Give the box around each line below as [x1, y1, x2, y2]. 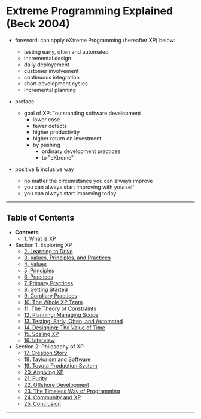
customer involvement [23, 67, 79, 74]
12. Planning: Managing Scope [23, 311, 99, 318]
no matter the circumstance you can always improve [23, 177, 154, 184]
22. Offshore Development [23, 381, 90, 388]
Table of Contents [6, 213, 75, 223]
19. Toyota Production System [23, 362, 98, 369]
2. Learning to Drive [23, 247, 73, 255]
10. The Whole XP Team [23, 298, 83, 305]
